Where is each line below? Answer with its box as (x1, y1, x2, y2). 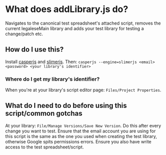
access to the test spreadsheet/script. (5, 144, 84, 150)
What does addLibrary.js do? (5, 4, 128, 15)
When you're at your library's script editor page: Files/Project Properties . (5, 87, 161, 93)
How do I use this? (5, 45, 64, 54)
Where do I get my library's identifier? (5, 75, 100, 82)
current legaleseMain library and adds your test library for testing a (5, 25, 144, 31)
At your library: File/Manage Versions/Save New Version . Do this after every (5, 122, 161, 128)
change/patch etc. (5, 31, 44, 37)
